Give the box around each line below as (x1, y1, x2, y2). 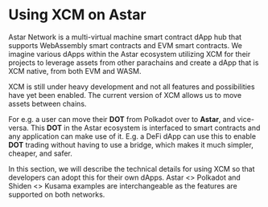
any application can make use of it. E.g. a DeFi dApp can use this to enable (8, 131, 256, 141)
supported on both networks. (8, 189, 105, 199)
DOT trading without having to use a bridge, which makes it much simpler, (8, 140, 254, 149)
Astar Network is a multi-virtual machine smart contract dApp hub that (8, 32, 242, 42)
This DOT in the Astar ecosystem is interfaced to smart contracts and (31, 123, 261, 132)
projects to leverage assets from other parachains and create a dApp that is (8, 58, 259, 67)
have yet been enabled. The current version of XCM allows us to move (8, 90, 242, 99)
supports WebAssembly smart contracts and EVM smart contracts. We (8, 40, 243, 50)
